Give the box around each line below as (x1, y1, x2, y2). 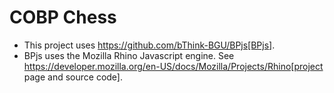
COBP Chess (9, 6, 117, 29)
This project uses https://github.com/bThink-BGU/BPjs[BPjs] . (23, 39, 276, 51)
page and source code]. (23, 71, 124, 83)
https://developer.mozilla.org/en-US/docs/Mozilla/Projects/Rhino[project (23, 60, 324, 72)
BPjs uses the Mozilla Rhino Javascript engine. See (23, 49, 235, 61)
